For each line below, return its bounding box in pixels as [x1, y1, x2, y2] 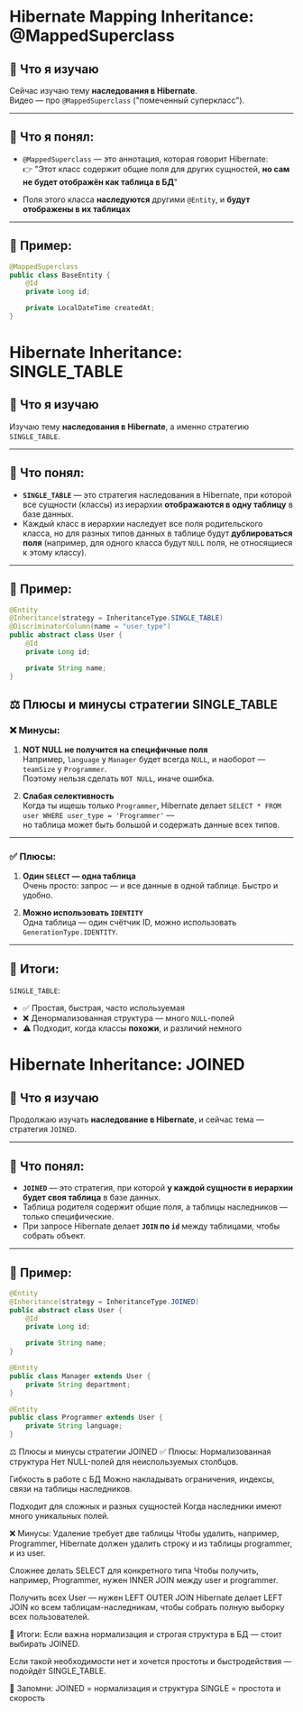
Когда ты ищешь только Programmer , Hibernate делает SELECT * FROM [22, 800, 282, 811]
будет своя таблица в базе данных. [22, 1192, 161, 1203]
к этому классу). [22, 547, 87, 557]
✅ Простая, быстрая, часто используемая [22, 1003, 185, 1014]
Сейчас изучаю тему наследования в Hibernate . [9, 86, 198, 96]
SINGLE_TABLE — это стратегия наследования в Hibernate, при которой [22, 489, 292, 500]
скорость [9, 1693, 46, 1704]
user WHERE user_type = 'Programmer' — [22, 810, 175, 821]
